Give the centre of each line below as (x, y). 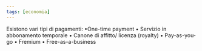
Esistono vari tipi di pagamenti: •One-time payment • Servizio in (86, 29)
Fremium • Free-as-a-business (57, 41)
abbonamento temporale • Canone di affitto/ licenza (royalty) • (85, 35)
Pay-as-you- (180, 35)
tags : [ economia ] (28, 12)
